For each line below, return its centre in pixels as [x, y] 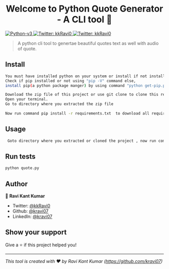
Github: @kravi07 [30, 211]
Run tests [20, 156]
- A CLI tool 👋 [84, 19]
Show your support [36, 232]
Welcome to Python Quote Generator [84, 9]
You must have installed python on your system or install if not [76, 76]
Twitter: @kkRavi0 [31, 205]
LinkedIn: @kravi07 [32, 216]
